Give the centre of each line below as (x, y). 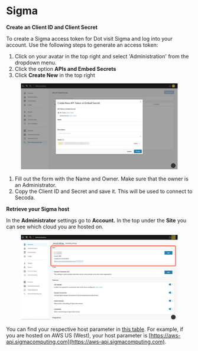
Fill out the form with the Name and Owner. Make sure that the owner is (102, 179)
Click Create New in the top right (55, 75)
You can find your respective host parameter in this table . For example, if (95, 329)
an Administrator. (35, 185)
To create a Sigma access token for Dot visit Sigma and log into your (90, 38)
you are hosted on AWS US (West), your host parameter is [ (79, 336)
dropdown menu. (35, 63)
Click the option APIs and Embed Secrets (65, 68)
